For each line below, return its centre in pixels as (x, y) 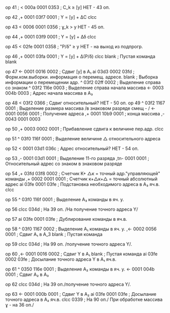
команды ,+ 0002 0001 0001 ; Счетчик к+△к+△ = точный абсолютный (81, 179)
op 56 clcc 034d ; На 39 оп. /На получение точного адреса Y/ (72, 209)
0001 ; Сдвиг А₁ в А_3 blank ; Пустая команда (54, 234)
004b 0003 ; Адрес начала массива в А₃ (49, 93)
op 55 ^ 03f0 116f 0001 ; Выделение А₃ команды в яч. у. (65, 199)
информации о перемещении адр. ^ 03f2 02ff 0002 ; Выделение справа (83, 82)
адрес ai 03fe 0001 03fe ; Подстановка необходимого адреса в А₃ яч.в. (82, 184)
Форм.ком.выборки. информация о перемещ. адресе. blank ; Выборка (82, 77)
